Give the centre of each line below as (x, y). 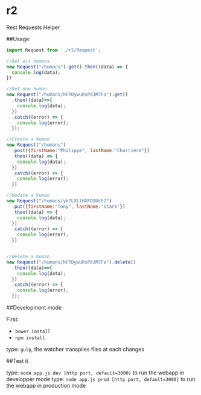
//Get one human (27, 89)
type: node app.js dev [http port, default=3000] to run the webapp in (95, 373)
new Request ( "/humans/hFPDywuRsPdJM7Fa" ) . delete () (71, 262)
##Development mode (34, 308)
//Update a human (28, 195)
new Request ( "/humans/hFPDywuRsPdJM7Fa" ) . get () (67, 95)
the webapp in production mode (46, 386)
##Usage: (19, 39)
